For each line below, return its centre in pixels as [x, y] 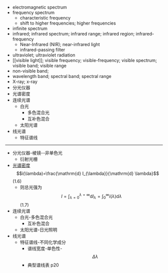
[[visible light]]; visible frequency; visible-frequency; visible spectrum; [85, 60]
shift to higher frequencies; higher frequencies [68, 23]
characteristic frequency [45, 18]
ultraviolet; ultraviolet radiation [44, 55]
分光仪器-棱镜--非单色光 [37, 153]
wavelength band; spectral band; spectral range [62, 76]
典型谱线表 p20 [43, 265]
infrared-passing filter [42, 50]
